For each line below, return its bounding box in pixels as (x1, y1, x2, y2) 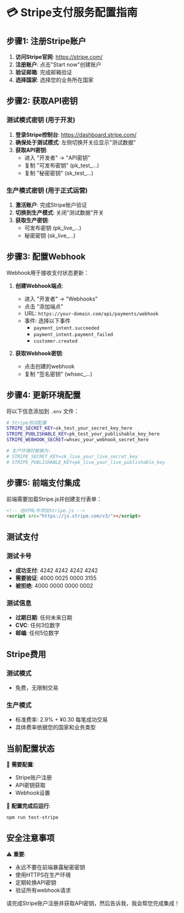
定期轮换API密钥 (15, 879, 57, 886)
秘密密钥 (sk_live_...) (24, 231, 76, 239)
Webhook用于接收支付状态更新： (6, 269, 90, 276)
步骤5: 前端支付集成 (6, 478, 81, 488)
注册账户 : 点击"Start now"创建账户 (15, 61, 102, 68)
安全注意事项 (6, 833, 55, 844)
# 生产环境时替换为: (6, 448, 51, 454)
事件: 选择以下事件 (24, 317, 71, 324)
